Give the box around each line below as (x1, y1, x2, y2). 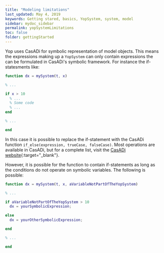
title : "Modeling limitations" (5, 7, 70, 12)
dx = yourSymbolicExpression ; (9, 204, 72, 209)
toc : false (5, 30, 28, 35)
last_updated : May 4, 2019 (5, 12, 61, 17)
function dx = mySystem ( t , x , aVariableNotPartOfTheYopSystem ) (5, 181, 138, 186)
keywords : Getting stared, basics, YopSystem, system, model (5, 16, 134, 21)
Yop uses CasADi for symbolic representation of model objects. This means (5, 48, 159, 54)
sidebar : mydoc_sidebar (5, 21, 54, 26)
